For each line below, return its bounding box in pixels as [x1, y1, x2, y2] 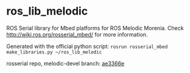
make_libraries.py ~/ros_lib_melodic [6, 49, 102, 55]
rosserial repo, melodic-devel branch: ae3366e [6, 60, 125, 67]
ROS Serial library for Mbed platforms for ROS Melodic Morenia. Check [6, 24, 184, 32]
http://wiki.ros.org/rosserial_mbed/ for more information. [6, 30, 148, 38]
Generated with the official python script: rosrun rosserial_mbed [6, 43, 168, 50]
